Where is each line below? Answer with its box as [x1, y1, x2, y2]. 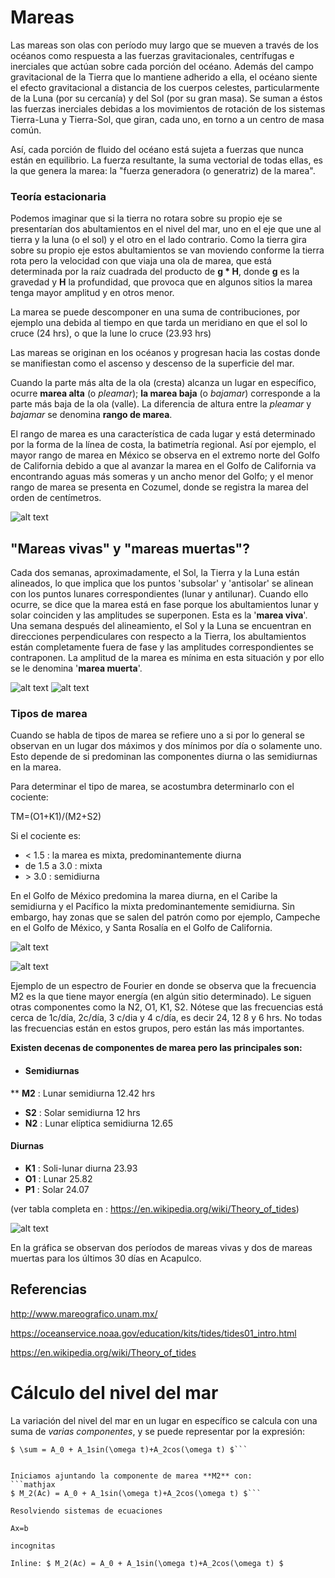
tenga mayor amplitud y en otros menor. [10, 287, 175, 299]
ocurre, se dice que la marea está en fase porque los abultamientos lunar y [10, 599, 319, 611]
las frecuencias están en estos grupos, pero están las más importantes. [10, 1022, 305, 1035]
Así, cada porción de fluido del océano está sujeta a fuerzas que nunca [10, 143, 304, 155]
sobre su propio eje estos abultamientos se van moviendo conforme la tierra [10, 244, 325, 256]
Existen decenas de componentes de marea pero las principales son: [10, 1042, 303, 1054]
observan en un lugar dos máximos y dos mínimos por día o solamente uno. [10, 740, 323, 752]
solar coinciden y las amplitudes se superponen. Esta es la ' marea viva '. [10, 609, 308, 621]
